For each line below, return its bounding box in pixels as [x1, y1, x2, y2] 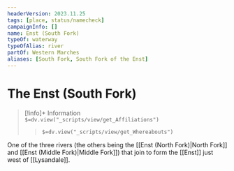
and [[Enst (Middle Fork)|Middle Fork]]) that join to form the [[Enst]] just [7, 148, 214, 156]
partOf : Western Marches [7, 50, 80, 57]
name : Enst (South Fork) [7, 29, 80, 37]
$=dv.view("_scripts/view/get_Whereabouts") [41, 128, 174, 135]
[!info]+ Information [24, 109, 81, 117]
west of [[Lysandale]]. [7, 155, 71, 164]
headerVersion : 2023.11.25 [7, 10, 86, 17]
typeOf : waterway [7, 36, 58, 43]
